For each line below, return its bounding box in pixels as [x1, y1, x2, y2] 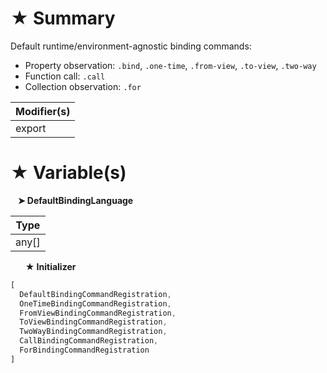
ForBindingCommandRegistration [19, 345, 150, 355]
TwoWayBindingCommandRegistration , [19, 327, 168, 337]
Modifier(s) [15, 104, 71, 118]
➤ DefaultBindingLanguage [17, 194, 134, 206]
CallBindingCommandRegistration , [19, 336, 159, 346]
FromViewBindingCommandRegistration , [19, 308, 177, 318]
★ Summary [10, 7, 116, 30]
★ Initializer [24, 260, 77, 272]
